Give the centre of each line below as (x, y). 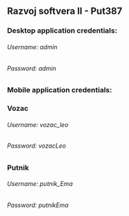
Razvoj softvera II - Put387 (65, 11)
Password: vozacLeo (37, 146)
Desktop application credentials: (62, 31)
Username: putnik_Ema (40, 184)
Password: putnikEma (38, 205)
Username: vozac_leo (38, 124)
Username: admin (32, 46)
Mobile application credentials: (60, 90)
